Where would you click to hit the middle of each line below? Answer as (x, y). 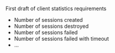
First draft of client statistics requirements (56, 9)
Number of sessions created (48, 20)
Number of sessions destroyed (51, 26)
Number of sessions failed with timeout (61, 39)
